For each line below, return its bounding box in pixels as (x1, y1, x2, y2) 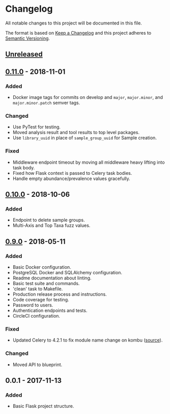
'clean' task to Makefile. (12, 286, 63, 292)
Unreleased (5, 50, 43, 59)
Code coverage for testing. (12, 296, 70, 302)
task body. (12, 164, 35, 171)
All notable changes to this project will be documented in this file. (5, 20, 143, 26)
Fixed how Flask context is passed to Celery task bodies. (12, 170, 132, 176)
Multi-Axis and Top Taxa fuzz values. (12, 222, 91, 228)
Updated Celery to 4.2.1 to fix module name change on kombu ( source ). (12, 337, 163, 343)
